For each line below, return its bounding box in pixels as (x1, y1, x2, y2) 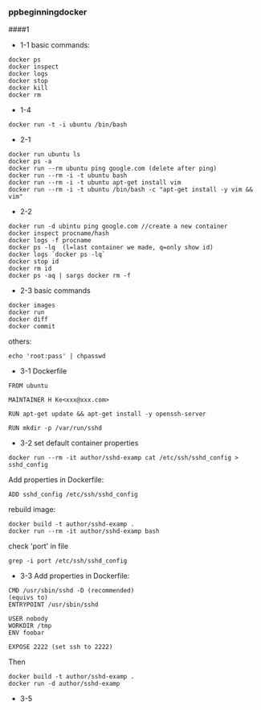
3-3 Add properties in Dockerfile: (19, 571, 130, 581)
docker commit (8, 323, 56, 331)
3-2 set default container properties (19, 438, 139, 448)
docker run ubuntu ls (8, 151, 81, 159)
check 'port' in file (8, 542, 69, 551)
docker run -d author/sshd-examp (8, 679, 120, 688)
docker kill (8, 84, 48, 93)
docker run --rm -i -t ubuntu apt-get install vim (8, 179, 181, 187)
